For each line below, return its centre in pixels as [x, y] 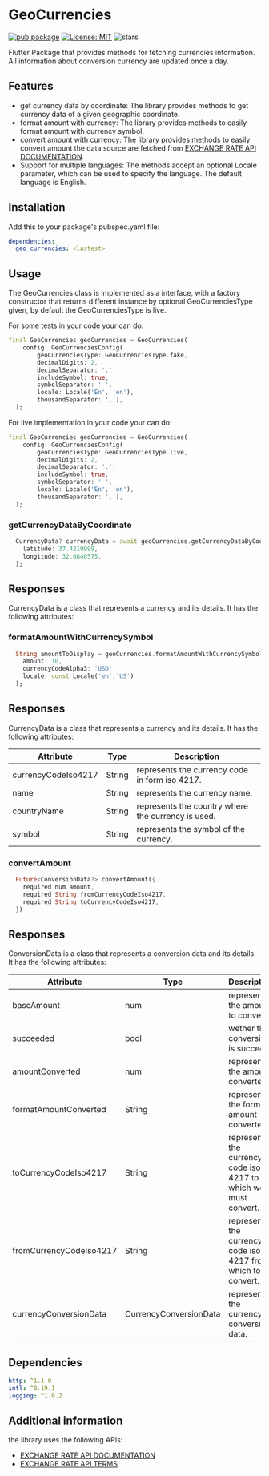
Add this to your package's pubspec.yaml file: [84, 227]
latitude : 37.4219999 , [60, 549]
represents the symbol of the [191, 829]
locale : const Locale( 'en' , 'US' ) [78, 676]
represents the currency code [193, 769]
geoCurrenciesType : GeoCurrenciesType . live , [112, 452]
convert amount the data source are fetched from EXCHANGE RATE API [138, 148]
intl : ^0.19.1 [32, 1388]
